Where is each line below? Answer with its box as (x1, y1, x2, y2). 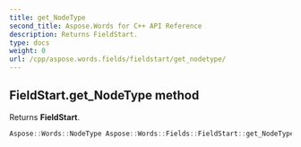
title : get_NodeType (9, 13, 87, 22)
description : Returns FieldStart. (9, 30, 139, 39)
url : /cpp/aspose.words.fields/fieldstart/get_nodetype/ (9, 55, 227, 64)
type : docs (9, 38, 50, 48)
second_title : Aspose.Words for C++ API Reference (9, 22, 202, 30)
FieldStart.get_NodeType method (9, 88, 200, 103)
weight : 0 (9, 47, 47, 56)
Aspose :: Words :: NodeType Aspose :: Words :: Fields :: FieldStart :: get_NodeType (9, 129, 295, 138)
